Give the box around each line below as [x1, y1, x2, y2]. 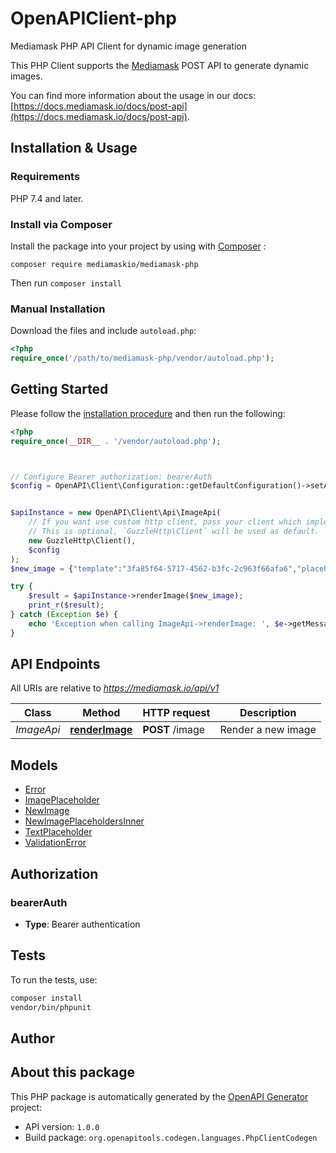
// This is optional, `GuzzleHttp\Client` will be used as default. [28, 527, 320, 537]
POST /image [142, 723, 206, 737]
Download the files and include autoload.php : [10, 325, 197, 337]
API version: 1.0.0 [24, 1120, 100, 1132]
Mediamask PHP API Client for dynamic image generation [10, 40, 248, 52]
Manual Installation [10, 302, 106, 316]
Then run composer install [10, 277, 122, 289]
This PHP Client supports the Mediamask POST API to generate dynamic [10, 59, 310, 71]
